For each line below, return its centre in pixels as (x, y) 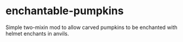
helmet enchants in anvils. (37, 33)
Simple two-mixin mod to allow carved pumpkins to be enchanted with (91, 27)
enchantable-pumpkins (65, 11)
